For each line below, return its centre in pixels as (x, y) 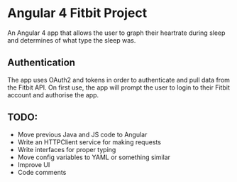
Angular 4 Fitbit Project (77, 13)
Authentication (42, 63)
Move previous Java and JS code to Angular (82, 134)
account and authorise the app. (53, 95)
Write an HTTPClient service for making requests (89, 142)
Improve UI (34, 164)
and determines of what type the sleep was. (72, 40)
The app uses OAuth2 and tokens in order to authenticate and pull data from (119, 80)
